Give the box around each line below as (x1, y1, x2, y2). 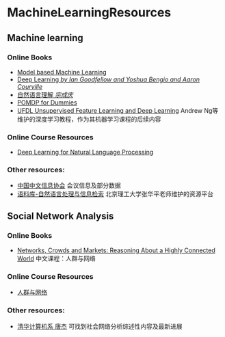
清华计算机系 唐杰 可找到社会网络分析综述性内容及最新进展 (16, 322, 183, 330)
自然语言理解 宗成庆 (16, 90, 73, 98)
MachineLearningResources (7, 5, 172, 21)
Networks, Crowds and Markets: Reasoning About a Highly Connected (16, 246, 215, 254)
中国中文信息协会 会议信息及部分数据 (16, 181, 121, 189)
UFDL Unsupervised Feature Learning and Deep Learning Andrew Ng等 (16, 106, 219, 114)
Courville (16, 82, 43, 90)
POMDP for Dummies (16, 98, 77, 107)
